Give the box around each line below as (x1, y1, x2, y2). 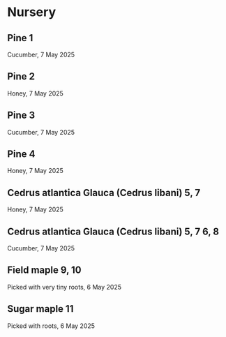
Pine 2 (7, 70, 36, 82)
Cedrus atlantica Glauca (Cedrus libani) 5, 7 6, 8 (7, 225, 220, 237)
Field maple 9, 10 (7, 264, 82, 276)
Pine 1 (7, 32, 33, 44)
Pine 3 (7, 110, 36, 121)
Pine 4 (7, 148, 36, 160)
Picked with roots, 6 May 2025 (7, 322, 96, 330)
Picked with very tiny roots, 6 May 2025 (7, 283, 122, 291)
